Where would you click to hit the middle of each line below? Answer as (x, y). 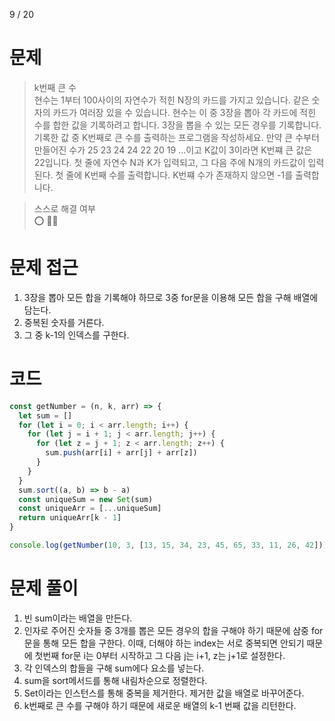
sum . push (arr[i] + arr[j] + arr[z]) (121, 453)
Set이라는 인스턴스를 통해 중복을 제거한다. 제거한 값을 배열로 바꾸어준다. (164, 693)
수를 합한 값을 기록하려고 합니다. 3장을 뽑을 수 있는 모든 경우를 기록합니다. (177, 125)
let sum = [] (45, 415)
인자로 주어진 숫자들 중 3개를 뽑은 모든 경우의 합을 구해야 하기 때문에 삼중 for (173, 630)
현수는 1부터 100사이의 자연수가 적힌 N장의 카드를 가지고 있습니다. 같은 (171, 100)
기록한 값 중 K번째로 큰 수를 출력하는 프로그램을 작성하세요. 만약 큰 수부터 (176, 137)
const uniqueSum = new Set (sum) (86, 499)
